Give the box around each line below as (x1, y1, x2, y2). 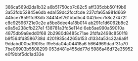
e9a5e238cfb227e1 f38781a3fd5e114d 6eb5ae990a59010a (5, 25, 125, 31)
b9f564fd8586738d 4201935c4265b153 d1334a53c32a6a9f (5, 35, 129, 41)
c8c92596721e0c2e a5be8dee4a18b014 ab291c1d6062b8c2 (5, 20, 129, 26)
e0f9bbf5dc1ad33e (5, 51, 45, 57)
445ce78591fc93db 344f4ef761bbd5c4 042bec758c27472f (5, 15, 127, 20)
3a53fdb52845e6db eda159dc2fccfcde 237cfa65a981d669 (5, 9, 126, 15)
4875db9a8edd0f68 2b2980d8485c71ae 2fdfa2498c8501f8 (5, 30, 128, 36)
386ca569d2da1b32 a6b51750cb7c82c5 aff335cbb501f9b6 (5, 4, 127, 10)
